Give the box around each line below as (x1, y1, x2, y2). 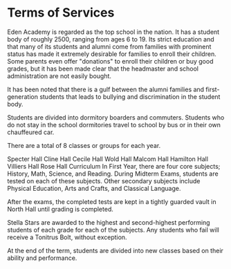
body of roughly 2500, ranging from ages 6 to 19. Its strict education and (7, 35, 214, 43)
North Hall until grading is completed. (7, 205, 114, 213)
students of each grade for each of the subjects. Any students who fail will (7, 225, 219, 234)
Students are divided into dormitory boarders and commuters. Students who (7, 113, 225, 122)
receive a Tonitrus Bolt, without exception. (7, 233, 127, 241)
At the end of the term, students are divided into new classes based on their (7, 246, 223, 254)
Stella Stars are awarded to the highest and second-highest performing (7, 218, 210, 226)
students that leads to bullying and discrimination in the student (39, 92, 221, 101)
